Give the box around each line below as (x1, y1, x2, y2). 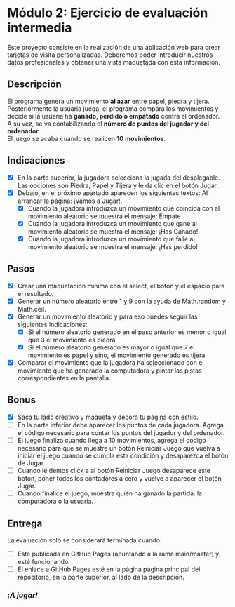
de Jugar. (17, 459, 46, 467)
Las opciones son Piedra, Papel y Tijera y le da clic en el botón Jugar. (17, 181, 219, 189)
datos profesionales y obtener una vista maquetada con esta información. (7, 58, 221, 66)
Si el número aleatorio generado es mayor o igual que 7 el (27, 342, 195, 352)
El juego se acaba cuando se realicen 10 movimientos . (7, 134, 166, 142)
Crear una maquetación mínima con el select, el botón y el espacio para (17, 281, 225, 290)
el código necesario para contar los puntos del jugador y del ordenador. (17, 429, 225, 436)
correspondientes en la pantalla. (17, 374, 111, 382)
